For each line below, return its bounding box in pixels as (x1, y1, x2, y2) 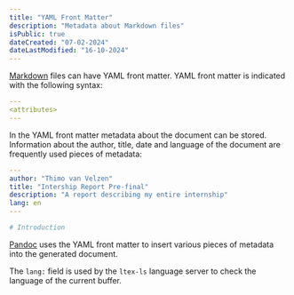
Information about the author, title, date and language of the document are (9, 139, 282, 149)
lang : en (9, 199, 42, 208)
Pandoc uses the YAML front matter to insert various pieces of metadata (9, 239, 274, 250)
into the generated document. (9, 248, 118, 259)
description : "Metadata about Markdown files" (9, 21, 185, 30)
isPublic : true (9, 29, 66, 38)
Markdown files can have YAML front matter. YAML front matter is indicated (9, 70, 286, 81)
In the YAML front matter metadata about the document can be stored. (9, 130, 267, 140)
